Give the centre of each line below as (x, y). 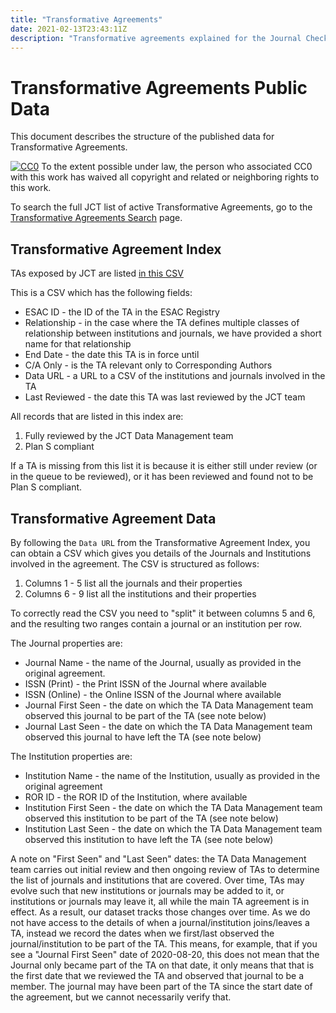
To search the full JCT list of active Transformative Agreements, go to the (161, 207)
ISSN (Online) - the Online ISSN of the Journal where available (153, 694)
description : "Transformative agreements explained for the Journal (156, 38)
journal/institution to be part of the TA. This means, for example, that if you (164, 943)
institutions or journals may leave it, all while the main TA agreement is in (160, 901)
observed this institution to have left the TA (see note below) (149, 839)
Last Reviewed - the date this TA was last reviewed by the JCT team (165, 397)
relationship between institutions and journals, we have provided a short (173, 333)
